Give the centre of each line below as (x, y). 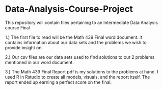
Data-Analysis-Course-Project (69, 9)
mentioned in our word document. (40, 62)
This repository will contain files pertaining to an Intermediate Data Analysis (81, 22)
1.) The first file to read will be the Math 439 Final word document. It (74, 37)
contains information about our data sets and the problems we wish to (76, 42)
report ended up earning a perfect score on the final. (58, 82)
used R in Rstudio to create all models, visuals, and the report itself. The (78, 77)
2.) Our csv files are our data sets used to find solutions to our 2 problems (80, 57)
